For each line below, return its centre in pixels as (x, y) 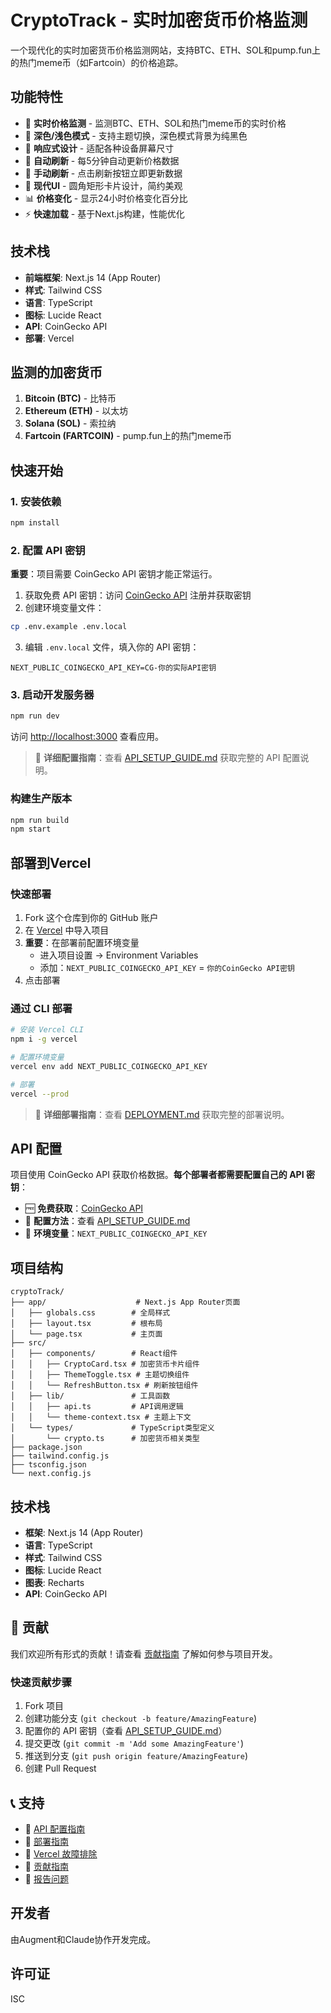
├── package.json (46, 1447)
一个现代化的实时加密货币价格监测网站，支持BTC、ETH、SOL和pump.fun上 (166, 50)
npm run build (40, 820)
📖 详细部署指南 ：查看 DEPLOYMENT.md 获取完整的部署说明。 (162, 1114)
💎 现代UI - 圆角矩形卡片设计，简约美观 (103, 185)
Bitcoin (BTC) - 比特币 (70, 398)
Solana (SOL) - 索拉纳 (70, 423)
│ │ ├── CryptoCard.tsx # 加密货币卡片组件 (105, 1364)
